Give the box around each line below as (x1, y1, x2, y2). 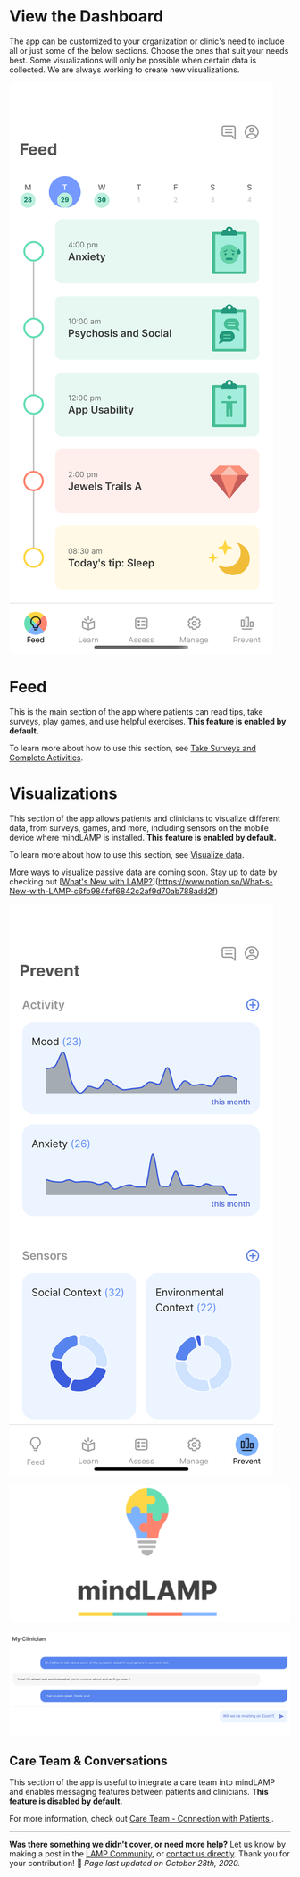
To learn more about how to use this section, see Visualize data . (9, 849, 245, 859)
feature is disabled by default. (9, 1796, 123, 1806)
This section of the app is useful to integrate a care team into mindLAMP (9, 1777, 276, 1788)
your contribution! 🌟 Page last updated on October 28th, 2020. (9, 1858, 241, 1869)
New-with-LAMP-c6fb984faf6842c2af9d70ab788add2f (9, 885, 216, 896)
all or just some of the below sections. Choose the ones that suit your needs (9, 45, 289, 55)
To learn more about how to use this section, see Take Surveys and (9, 742, 257, 753)
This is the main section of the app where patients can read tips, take (9, 706, 263, 716)
